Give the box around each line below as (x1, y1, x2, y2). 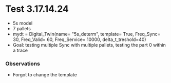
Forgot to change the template (12, 72, 77, 78)
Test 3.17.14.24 (5, 3, 69, 15)
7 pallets (12, 25, 31, 31)
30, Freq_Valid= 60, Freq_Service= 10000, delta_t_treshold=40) (12, 36, 146, 43)
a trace (12, 47, 28, 53)
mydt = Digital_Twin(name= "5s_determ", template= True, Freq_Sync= (12, 31, 161, 37)
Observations (5, 60, 40, 67)
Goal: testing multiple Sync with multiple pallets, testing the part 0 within (12, 42, 166, 48)
